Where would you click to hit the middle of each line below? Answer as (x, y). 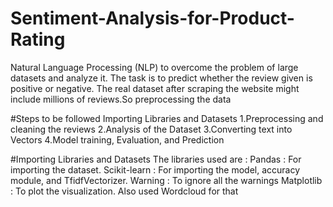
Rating (38, 39)
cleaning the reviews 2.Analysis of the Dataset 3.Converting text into (151, 129)
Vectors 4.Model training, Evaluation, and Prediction (117, 139)
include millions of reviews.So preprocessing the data (121, 99)
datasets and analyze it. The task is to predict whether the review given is (161, 78)
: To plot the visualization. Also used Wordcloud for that (124, 191)
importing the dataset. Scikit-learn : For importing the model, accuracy (155, 169)
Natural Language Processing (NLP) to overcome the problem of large (154, 67)
